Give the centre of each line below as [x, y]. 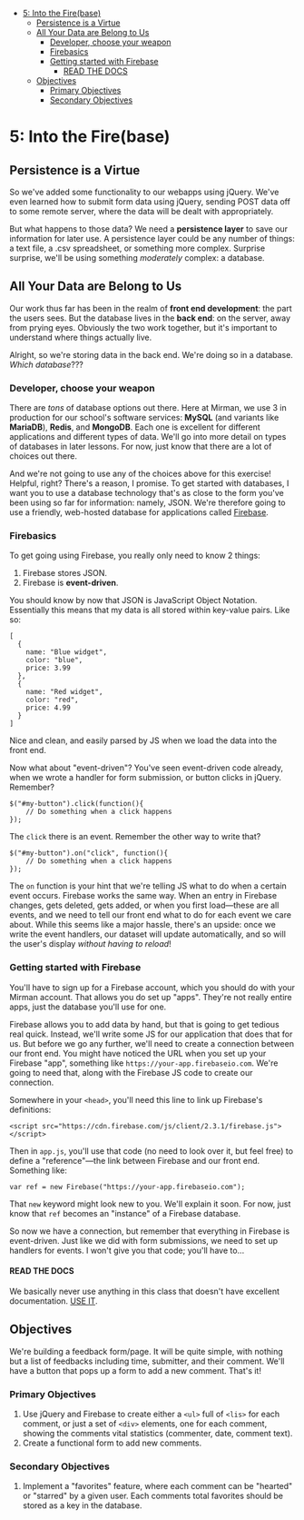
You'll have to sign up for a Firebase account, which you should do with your [152, 987]
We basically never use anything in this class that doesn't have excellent [144, 1291]
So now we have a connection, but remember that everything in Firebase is [150, 1231]
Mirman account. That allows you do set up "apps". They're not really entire [151, 997]
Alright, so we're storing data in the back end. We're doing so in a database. [151, 354]
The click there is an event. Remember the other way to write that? [135, 837]
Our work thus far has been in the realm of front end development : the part [151, 308]
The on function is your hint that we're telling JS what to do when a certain [148, 886]
